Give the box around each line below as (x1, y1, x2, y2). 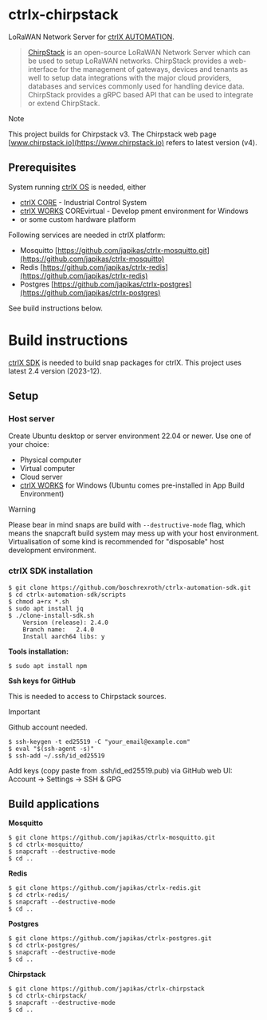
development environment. (8, 545, 97, 555)
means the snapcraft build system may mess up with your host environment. (8, 528, 259, 538)
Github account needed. (8, 722, 88, 732)
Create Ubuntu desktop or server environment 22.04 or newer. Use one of (8, 431, 252, 441)
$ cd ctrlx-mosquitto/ (8, 840, 84, 849)
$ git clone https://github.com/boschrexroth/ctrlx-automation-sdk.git (8, 583, 251, 591)
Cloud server (19, 472, 63, 482)
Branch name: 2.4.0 (22, 625, 94, 634)
